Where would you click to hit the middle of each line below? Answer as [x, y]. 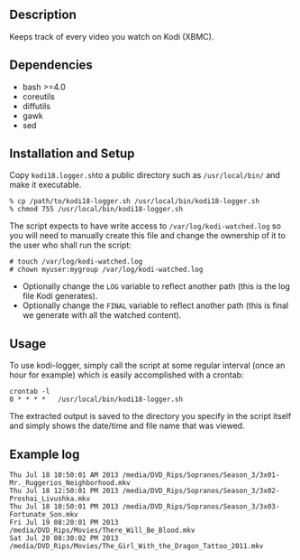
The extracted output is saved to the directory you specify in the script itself [150, 416]
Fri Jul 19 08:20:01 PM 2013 [64, 523]
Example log [45, 454]
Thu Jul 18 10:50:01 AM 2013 [64, 475]
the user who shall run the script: [71, 245]
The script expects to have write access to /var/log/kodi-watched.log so [145, 226]
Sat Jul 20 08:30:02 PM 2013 [64, 538]
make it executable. [45, 185]
